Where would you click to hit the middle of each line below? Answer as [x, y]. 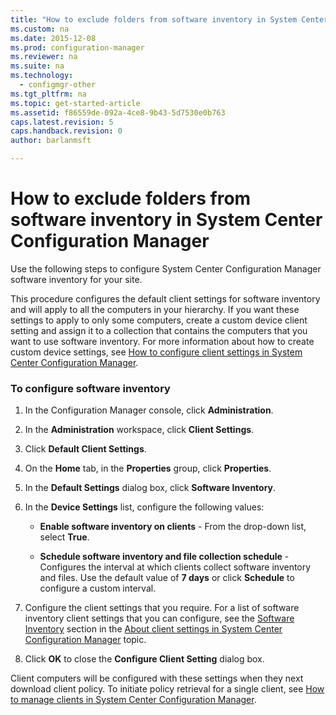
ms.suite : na [37, 66]
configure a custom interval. [98, 588]
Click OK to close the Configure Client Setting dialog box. [144, 659]
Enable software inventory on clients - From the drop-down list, [173, 527]
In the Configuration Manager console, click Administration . [149, 410]
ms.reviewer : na [44, 57]
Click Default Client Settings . [85, 449]
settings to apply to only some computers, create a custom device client [159, 320]
